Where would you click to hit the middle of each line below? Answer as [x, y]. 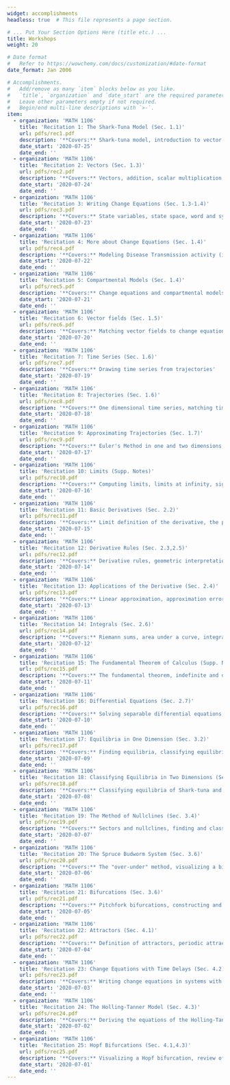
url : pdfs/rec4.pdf [47, 248]
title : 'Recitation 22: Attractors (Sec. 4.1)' [88, 931]
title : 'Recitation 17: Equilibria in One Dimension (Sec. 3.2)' [115, 739]
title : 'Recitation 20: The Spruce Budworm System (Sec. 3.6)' [112, 854]
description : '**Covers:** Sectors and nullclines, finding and [113, 828]
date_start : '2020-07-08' [56, 796]
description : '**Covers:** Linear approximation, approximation [113, 599]
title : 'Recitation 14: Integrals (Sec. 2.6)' [87, 625]
